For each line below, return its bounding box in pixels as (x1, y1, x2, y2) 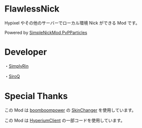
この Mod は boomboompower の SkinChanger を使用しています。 (4, 107, 136, 113)
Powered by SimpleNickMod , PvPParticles (4, 29, 87, 35)
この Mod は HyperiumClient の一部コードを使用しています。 (4, 117, 125, 123)
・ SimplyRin (4, 63, 29, 69)
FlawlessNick (4, 3, 60, 14)
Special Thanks (4, 91, 68, 102)
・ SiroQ (4, 73, 20, 79)
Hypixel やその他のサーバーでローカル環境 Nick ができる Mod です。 (4, 20, 140, 26)
